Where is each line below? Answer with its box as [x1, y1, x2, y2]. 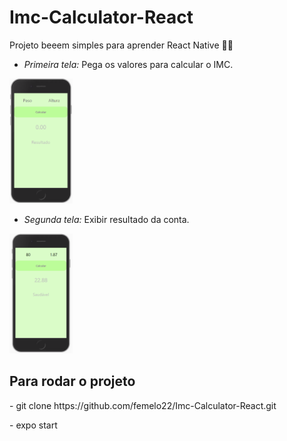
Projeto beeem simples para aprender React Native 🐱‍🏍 [9, 39, 234, 51]
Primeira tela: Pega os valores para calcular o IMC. [23, 58, 234, 70]
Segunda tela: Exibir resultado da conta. [23, 213, 190, 225]
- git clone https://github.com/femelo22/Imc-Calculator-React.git [9, 399, 277, 411]
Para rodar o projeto [9, 373, 136, 390]
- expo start [9, 419, 58, 431]
